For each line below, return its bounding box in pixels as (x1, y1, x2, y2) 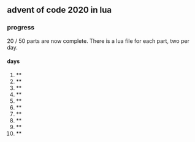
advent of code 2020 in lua (7, 5, 112, 15)
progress (7, 23, 35, 32)
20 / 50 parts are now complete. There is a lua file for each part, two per (7, 37, 189, 45)
